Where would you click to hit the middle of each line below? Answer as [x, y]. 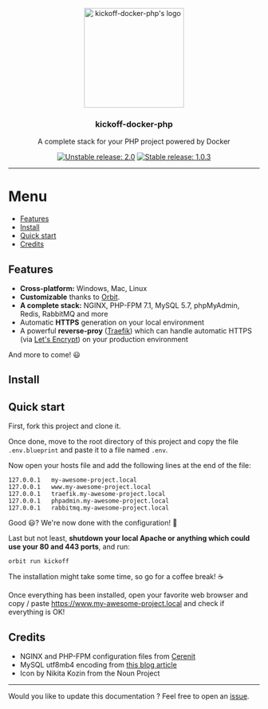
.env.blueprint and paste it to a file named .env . [88, 450]
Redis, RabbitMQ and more [64, 314]
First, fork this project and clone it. [65, 426]
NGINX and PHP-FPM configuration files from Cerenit [108, 656]
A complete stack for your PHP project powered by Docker [134, 142]
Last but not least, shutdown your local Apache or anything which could [129, 538]
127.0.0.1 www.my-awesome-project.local [80, 487]
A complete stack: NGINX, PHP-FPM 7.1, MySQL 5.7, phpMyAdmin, [130, 305]
